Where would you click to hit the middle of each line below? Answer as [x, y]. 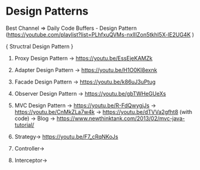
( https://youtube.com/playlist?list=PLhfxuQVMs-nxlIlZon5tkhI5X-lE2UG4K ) [100, 34]
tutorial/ [24, 125]
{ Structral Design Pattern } [40, 46]
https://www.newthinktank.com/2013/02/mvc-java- [121, 118]
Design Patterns [47, 11]
